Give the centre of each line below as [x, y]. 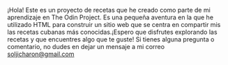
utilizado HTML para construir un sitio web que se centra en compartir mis [114, 25]
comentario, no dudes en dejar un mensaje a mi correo [86, 47]
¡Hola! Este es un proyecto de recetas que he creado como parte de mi [109, 10]
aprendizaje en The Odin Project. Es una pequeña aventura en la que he [111, 17]
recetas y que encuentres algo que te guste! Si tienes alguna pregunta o [111, 39]
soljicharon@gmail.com [41, 54]
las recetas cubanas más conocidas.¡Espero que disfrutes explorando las [112, 32]
